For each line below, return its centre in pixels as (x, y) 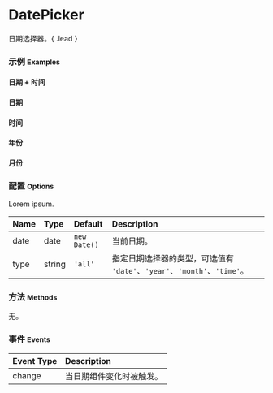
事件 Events (29, 339)
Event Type (35, 361)
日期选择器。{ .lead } (43, 38)
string (55, 264)
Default (88, 224)
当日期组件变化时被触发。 (114, 376)
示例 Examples (35, 61)
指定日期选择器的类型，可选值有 (173, 259)
